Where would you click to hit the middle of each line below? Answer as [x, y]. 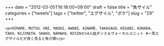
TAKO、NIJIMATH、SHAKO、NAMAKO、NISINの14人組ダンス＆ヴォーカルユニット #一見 [80, 33]
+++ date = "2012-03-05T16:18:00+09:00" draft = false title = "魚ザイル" [79, 7]
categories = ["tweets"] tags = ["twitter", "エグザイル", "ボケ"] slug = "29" [80, 13]
